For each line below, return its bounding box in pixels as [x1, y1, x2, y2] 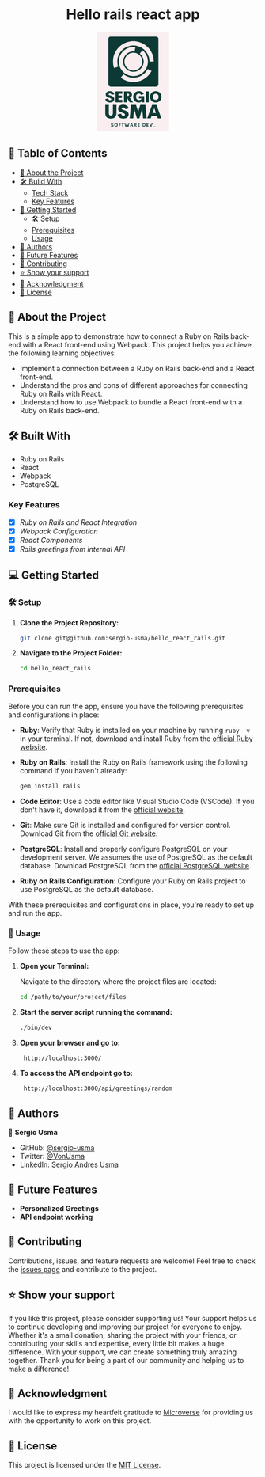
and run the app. [8, 908, 62, 917]
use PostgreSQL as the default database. [19, 884, 154, 894]
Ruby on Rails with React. [19, 389, 103, 398]
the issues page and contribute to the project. [8, 1264, 157, 1274]
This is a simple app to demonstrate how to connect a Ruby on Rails [8, 331, 229, 341]
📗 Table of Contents [8, 146, 108, 160]
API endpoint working [19, 1212, 93, 1221]
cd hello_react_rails [19, 665, 91, 673]
